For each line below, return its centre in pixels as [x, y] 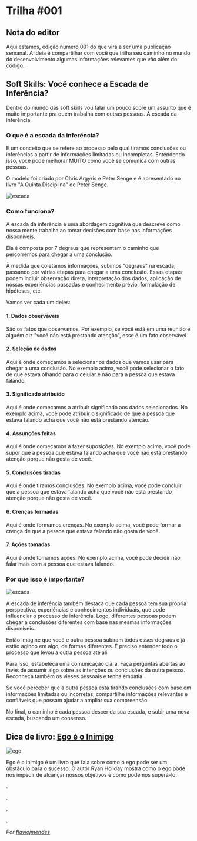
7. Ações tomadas [28, 544]
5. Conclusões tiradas [33, 472]
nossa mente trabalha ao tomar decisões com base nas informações [89, 231]
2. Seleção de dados [31, 349]
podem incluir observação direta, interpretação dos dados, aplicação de [94, 278]
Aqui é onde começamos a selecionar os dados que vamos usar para [90, 362]
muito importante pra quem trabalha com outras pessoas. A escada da [92, 114]
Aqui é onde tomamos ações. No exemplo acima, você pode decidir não [93, 557]
